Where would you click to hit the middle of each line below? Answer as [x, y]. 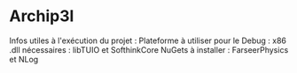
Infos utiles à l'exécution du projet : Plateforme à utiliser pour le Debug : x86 [148, 40]
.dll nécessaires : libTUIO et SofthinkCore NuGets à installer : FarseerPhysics [149, 49]
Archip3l [42, 16]
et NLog [24, 59]
